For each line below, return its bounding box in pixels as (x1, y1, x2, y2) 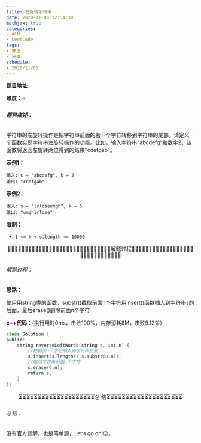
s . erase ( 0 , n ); (28, 365, 63, 371)
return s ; (28, 370, 52, 376)
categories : (6, 25, 36, 32)
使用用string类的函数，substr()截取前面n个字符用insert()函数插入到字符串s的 (6, 299, 194, 306)
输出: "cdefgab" (6, 179, 45, 185)
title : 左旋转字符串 (6, 8, 52, 15)
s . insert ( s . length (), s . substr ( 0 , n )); (28, 353, 121, 359)
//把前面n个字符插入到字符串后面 (28, 348, 99, 354)
